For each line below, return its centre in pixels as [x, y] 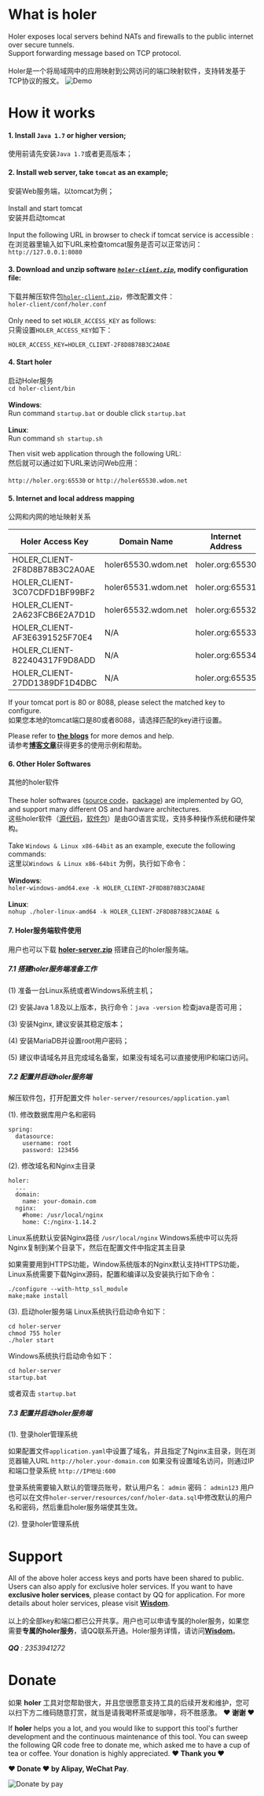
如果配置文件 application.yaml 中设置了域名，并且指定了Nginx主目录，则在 [128, 1451]
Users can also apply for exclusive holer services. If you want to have [121, 1586]
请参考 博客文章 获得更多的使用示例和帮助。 [77, 746]
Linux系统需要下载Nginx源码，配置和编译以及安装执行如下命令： [112, 1274]
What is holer [52, 15]
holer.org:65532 [226, 610]
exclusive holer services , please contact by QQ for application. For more [126, 1595]
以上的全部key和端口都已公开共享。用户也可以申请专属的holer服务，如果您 [129, 1621]
